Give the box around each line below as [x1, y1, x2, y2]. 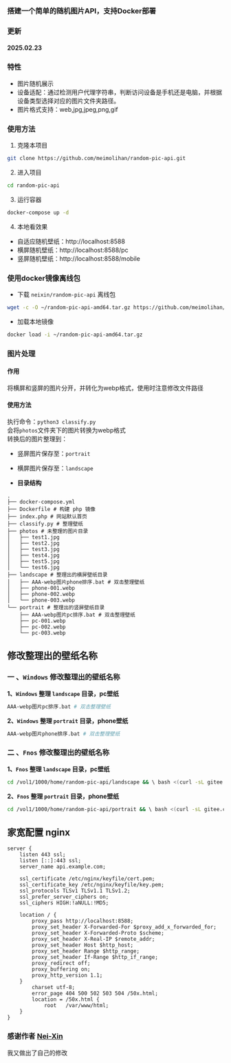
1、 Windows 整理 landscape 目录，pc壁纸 [7, 689, 119, 697]
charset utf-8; [32, 984, 76, 991]
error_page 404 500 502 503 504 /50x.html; [32, 990, 158, 997]
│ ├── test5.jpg [7, 558, 60, 565]
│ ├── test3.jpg [7, 546, 60, 553]
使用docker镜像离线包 [7, 273, 81, 283]
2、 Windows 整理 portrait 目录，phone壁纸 [7, 716, 129, 725]
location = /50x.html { [32, 996, 100, 1003]
